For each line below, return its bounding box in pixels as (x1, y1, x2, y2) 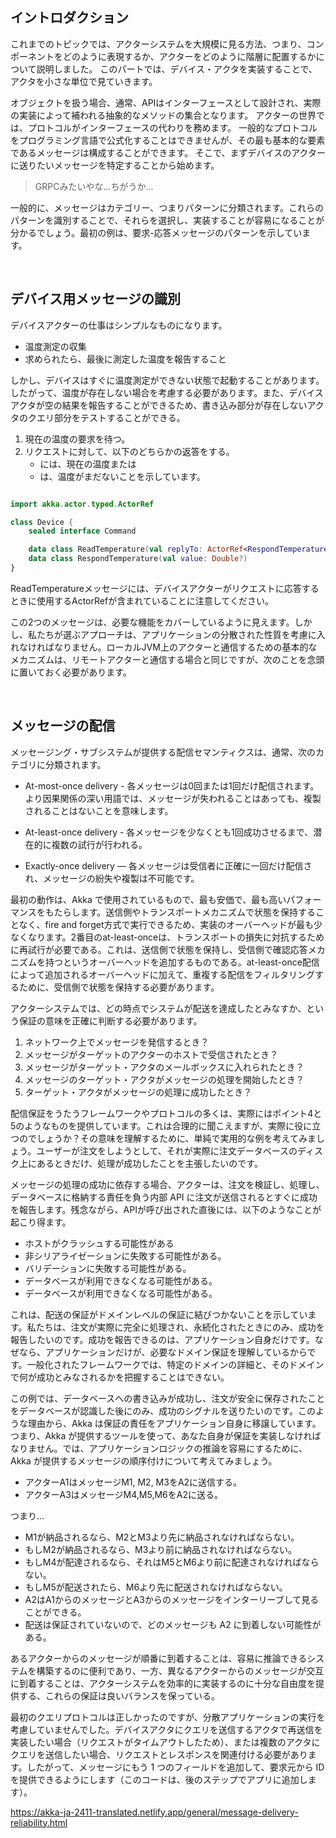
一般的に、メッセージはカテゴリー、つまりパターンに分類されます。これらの (10, 201, 325, 213)
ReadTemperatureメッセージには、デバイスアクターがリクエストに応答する (10, 582, 320, 594)
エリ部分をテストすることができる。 (36, 411, 186, 423)
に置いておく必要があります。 (10, 666, 132, 678)
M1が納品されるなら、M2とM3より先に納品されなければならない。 (24, 1531, 300, 1543)
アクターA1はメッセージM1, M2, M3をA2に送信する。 (24, 1476, 243, 1488)
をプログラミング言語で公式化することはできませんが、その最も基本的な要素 (10, 134, 326, 146)
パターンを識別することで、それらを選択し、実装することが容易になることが (10, 214, 325, 226)
